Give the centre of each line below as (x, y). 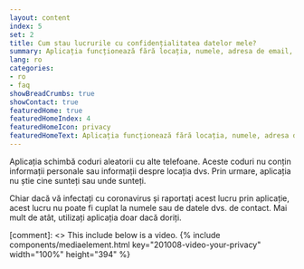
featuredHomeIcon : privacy (60, 128)
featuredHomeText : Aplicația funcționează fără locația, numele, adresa (149, 136)
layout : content (40, 18)
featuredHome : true (46, 110)
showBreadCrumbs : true (52, 93)
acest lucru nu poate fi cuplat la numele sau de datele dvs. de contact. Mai (148, 207)
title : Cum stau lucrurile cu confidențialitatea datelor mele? (133, 43)
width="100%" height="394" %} (70, 254)
